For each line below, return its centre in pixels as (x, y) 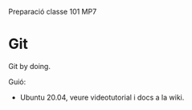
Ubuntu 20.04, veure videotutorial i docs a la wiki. (102, 97)
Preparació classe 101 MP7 (53, 12)
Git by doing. (29, 66)
